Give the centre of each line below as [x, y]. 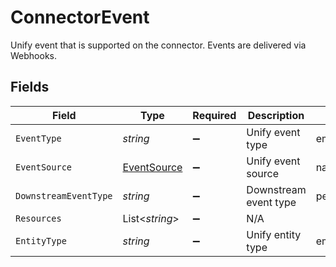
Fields [30, 87]
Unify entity [274, 234]
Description [276, 115]
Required [214, 115]
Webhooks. [33, 55]
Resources [38, 218]
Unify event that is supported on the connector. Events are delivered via [158, 45]
